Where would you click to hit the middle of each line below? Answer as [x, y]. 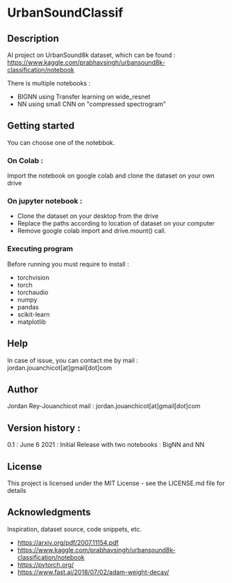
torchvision [33, 277]
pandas [28, 307]
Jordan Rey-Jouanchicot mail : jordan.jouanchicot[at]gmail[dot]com [104, 406]
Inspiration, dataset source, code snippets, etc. [75, 529]
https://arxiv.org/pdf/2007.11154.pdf [68, 542]
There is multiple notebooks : [49, 83]
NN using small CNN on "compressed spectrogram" [92, 104]
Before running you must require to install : [68, 264]
